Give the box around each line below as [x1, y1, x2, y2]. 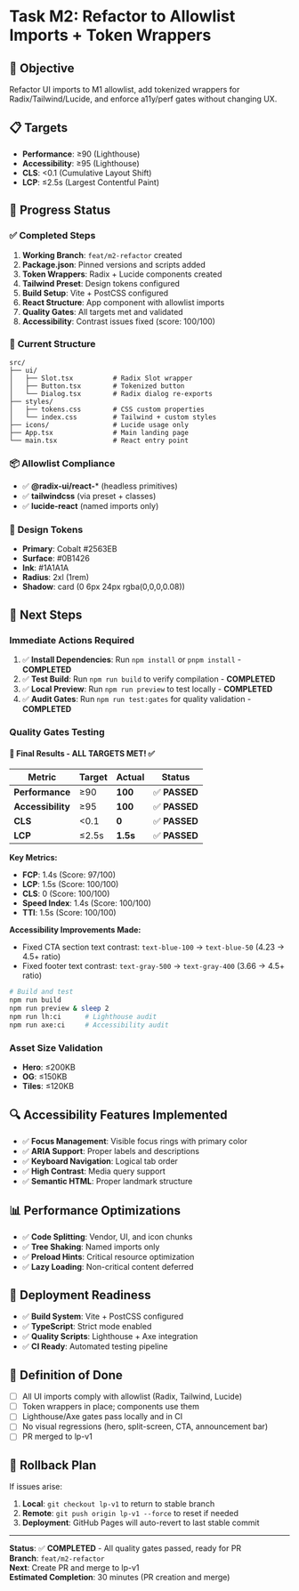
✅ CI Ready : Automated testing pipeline [21, 1341, 168, 1352]
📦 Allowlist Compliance [9, 456, 116, 469]
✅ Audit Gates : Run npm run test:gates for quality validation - [21, 694, 252, 705]
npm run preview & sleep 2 [9, 1004, 109, 1013]
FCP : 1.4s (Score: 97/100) [21, 869, 117, 880]
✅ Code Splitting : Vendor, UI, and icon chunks [21, 1231, 193, 1242]
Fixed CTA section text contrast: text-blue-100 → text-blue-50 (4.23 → [21, 941, 285, 953]
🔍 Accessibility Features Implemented [9, 1108, 229, 1123]
